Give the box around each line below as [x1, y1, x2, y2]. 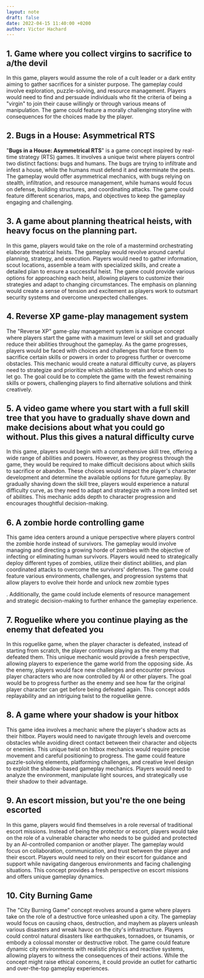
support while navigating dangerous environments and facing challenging [6, 860, 191, 867]
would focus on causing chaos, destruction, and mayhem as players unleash [6, 920, 199, 927]
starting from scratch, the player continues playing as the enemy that [6, 647, 180, 654]
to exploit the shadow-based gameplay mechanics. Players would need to [6, 765, 192, 772]
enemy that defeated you [6, 624, 104, 635]
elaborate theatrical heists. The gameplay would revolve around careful [6, 248, 185, 256]
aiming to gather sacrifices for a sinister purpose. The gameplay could [6, 80, 183, 88]
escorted [6, 805, 41, 815]
